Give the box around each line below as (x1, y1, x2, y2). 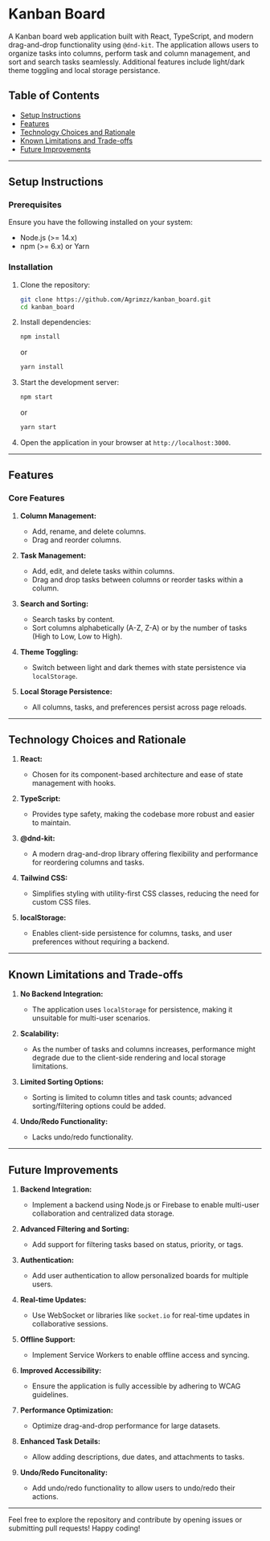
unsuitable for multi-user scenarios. (31, 1013, 151, 1023)
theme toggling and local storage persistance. (8, 65, 161, 75)
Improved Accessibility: (19, 1366, 102, 1375)
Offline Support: (19, 1335, 76, 1344)
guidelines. (31, 1390, 69, 1400)
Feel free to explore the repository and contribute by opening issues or (8, 1515, 243, 1525)
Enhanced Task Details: (19, 1437, 100, 1446)
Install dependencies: (19, 317, 92, 327)
